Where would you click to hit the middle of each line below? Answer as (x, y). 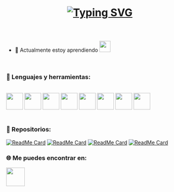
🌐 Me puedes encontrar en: (47, 158)
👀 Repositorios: (29, 130)
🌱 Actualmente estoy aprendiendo (56, 50)
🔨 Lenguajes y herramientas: (48, 77)
